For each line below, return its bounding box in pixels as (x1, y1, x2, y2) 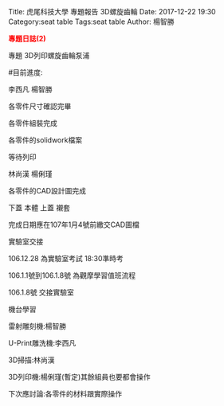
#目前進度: (8, 68, 43, 77)
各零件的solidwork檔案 (8, 135, 82, 145)
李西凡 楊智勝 (8, 84, 53, 94)
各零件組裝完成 (8, 119, 57, 127)
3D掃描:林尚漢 (8, 355, 55, 365)
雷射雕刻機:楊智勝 (8, 322, 67, 330)
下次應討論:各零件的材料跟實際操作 (8, 389, 123, 398)
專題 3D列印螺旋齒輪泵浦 (8, 51, 90, 60)
